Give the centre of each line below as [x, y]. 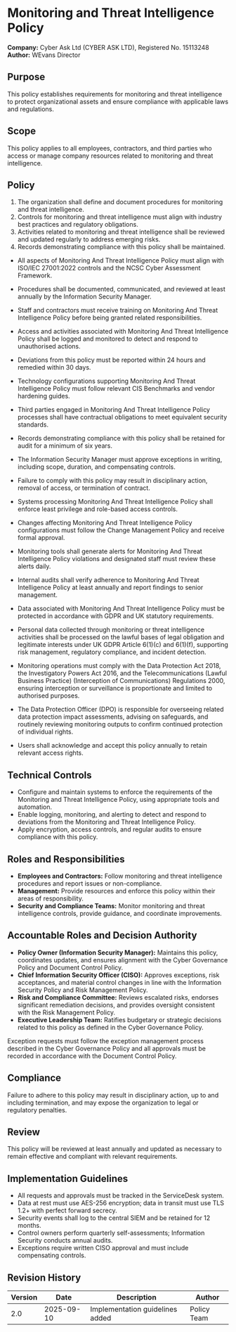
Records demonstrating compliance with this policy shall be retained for [121, 439]
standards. [33, 425]
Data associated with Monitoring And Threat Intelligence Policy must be [121, 609]
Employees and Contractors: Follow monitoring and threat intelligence [120, 876]
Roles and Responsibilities [66, 859]
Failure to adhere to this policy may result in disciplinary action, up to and [113, 1095]
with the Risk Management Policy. [66, 1012]
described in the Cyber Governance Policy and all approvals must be [106, 1048]
